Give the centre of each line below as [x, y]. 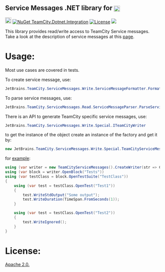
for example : [18, 158]
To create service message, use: [38, 79]
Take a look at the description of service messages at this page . [70, 36]
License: [23, 251]
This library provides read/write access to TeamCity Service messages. [77, 31]
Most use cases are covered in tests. [42, 70]
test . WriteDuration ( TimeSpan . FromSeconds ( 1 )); [71, 199]
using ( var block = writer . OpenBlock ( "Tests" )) [55, 172]
